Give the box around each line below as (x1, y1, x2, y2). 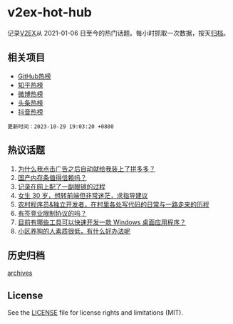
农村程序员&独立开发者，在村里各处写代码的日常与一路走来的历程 (17, 200, 209, 209)
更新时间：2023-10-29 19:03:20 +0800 (7, 122, 114, 130)
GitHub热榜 (17, 72, 51, 80)
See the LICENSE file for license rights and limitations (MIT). (7, 308, 184, 317)
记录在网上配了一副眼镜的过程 (17, 182, 105, 191)
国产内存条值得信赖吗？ (17, 173, 87, 182)
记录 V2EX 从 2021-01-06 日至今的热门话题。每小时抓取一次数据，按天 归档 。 (7, 28, 230, 37)
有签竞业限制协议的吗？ (17, 209, 87, 217)
